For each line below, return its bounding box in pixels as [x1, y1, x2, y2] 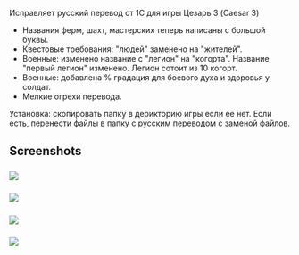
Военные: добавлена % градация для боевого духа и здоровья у [21, 72, 270, 83]
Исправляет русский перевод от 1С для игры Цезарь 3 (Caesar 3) [9, 8, 260, 18]
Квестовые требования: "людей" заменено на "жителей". [21, 44, 243, 54]
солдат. [21, 82, 52, 92]
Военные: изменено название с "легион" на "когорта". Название [21, 53, 270, 63]
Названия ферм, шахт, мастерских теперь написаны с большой [21, 25, 266, 35]
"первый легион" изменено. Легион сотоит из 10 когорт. [21, 62, 238, 73]
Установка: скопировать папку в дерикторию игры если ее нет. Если [9, 109, 272, 119]
